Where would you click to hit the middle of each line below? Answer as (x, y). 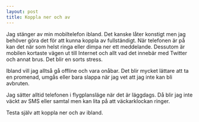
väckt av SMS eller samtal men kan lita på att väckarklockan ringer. (88, 101)
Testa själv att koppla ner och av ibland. (55, 113)
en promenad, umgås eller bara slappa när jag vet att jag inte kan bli (89, 77)
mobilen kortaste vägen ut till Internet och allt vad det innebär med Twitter (97, 53)
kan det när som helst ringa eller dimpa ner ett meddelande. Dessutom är (96, 46)
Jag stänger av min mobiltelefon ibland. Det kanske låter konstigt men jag (96, 34)
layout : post (22, 12)
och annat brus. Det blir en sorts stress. (54, 59)
